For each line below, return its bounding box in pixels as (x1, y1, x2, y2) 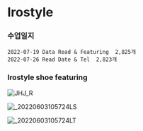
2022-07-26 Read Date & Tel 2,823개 (7, 56, 118, 64)
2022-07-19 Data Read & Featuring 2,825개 (7, 49, 137, 56)
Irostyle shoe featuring (7, 72, 88, 82)
